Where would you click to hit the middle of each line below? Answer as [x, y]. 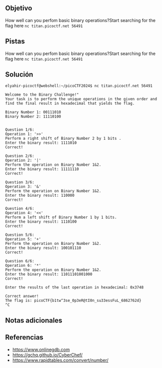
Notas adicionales [34, 320]
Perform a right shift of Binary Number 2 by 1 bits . [63, 139]
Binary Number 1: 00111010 [33, 112]
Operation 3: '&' [23, 187]
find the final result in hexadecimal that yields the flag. [70, 104]
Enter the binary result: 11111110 [42, 169]
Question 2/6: [20, 156]
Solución [19, 75]
